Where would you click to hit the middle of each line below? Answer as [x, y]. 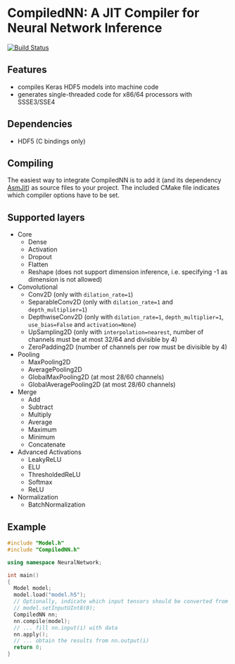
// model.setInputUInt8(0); [55, 608]
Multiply [39, 415]
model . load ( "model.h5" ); [50, 595]
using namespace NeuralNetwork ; [55, 562]
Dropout [40, 257]
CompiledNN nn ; [36, 615]
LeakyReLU [45, 460]
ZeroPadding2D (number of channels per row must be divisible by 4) [127, 347]
